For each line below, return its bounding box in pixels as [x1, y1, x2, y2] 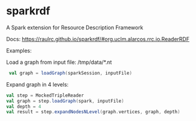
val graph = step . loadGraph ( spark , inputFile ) [6, 98, 124, 104]
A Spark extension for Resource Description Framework [6, 24, 143, 31]
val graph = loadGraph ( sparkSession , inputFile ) [8, 70, 133, 76]
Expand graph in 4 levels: [6, 80, 69, 88]
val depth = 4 [6, 103, 42, 110]
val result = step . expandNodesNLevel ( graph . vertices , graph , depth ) [6, 109, 180, 115]
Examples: [6, 46, 32, 54]
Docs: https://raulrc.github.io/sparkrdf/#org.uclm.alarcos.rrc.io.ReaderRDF [6, 35, 190, 42]
